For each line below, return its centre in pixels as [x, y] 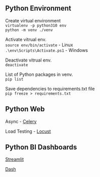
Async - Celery [21, 121]
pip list [14, 79]
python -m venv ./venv [29, 30]
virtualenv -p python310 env [36, 25]
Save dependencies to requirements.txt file [50, 88]
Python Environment [38, 8]
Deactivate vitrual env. [29, 60]
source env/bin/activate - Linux [39, 45]
